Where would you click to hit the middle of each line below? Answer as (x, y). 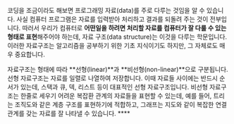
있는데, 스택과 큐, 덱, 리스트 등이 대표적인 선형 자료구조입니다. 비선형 (114, 87)
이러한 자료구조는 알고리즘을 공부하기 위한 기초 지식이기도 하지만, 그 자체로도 (113, 45)
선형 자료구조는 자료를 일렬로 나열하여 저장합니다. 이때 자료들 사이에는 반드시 (113, 78)
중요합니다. (30, 54)
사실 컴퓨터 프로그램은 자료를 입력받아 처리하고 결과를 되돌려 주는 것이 (112, 19)
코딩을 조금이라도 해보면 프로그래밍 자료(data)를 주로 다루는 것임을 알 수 (106, 10)
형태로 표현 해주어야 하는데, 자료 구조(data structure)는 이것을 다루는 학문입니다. (117, 37)
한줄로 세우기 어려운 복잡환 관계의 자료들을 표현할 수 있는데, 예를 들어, (116, 96)
